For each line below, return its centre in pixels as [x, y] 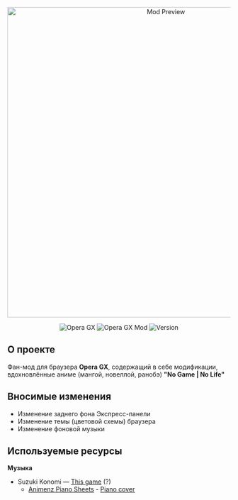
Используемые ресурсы [65, 451]
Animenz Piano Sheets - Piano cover [81, 489]
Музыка [20, 468]
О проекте [31, 350]
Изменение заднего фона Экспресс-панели [84, 413]
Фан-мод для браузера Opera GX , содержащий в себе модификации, [113, 367]
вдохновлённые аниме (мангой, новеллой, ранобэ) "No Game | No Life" [116, 374]
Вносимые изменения [59, 397]
